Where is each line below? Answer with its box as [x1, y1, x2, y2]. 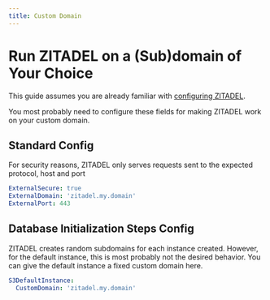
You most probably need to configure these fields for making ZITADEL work [8, 106, 262, 116]
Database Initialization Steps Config [8, 222, 195, 236]
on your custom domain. [8, 115, 90, 125]
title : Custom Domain [8, 11, 82, 20]
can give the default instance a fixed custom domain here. [8, 260, 203, 270]
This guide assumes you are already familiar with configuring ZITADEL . [8, 91, 246, 101]
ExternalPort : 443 [8, 199, 71, 208]
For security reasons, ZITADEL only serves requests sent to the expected [8, 160, 254, 170]
